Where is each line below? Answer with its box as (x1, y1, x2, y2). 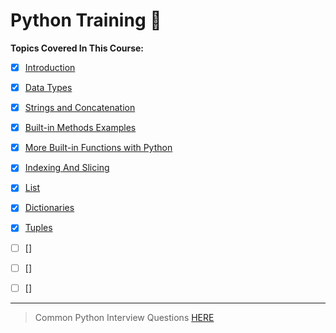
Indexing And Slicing (24, 162, 110, 174)
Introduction (24, 61, 76, 73)
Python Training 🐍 (10, 9, 162, 32)
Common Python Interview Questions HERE (34, 311, 215, 323)
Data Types (24, 82, 73, 93)
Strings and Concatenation (24, 102, 136, 114)
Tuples (24, 222, 53, 234)
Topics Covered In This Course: (10, 42, 145, 54)
